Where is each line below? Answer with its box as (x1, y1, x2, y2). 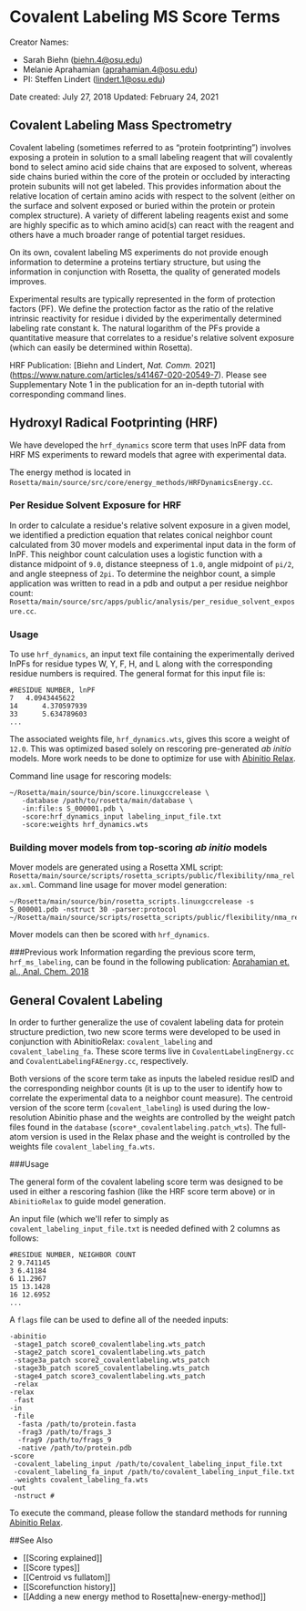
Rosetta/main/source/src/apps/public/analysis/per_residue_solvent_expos (9, 597, 296, 606)
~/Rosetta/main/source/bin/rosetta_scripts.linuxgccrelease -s (9, 897, 255, 906)
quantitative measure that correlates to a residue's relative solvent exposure (9, 332, 294, 343)
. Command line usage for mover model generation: (33, 880, 228, 891)
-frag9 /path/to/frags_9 (17, 1436, 112, 1445)
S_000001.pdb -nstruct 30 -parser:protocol (9, 905, 178, 914)
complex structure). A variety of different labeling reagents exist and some (9, 210, 289, 221)
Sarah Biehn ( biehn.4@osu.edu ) (22, 54, 143, 65)
